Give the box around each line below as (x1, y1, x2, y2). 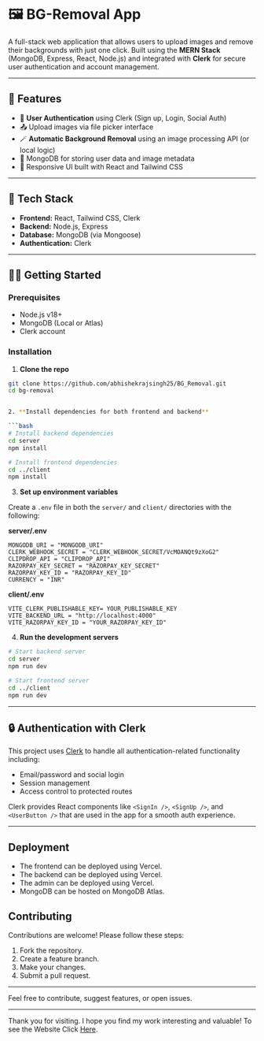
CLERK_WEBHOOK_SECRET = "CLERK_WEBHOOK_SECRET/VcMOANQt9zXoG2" (8, 548, 220, 556)
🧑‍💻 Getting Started (8, 268, 101, 281)
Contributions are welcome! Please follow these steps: (8, 930, 185, 939)
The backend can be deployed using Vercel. (19, 870, 163, 879)
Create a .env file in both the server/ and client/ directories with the (8, 503, 232, 512)
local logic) (19, 145, 56, 154)
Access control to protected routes (19, 786, 133, 796)
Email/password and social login (19, 770, 124, 779)
